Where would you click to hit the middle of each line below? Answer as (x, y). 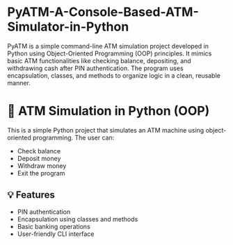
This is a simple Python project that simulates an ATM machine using (106, 130)
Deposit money (39, 158)
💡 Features (31, 195)
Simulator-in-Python (68, 27)
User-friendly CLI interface (56, 234)
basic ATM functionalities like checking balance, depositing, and (99, 60)
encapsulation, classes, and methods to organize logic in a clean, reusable (114, 75)
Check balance (39, 151)
